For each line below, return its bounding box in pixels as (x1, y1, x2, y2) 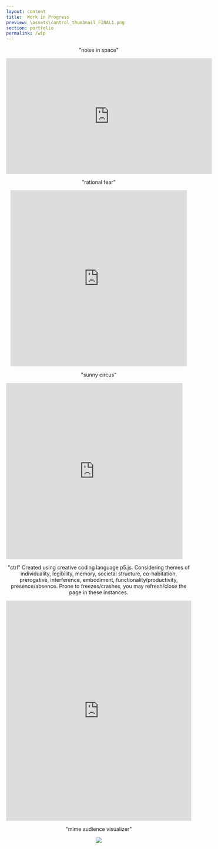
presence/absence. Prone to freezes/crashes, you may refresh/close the (11, 582, 187, 590)
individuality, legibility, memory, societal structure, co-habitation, (20, 570, 177, 577)
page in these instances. (69, 589, 129, 596)
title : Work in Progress (6, 14, 69, 20)
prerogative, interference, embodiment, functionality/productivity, (19, 577, 178, 584)
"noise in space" (78, 46, 119, 53)
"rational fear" (81, 178, 116, 186)
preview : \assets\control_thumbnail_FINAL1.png (6, 19, 125, 25)
